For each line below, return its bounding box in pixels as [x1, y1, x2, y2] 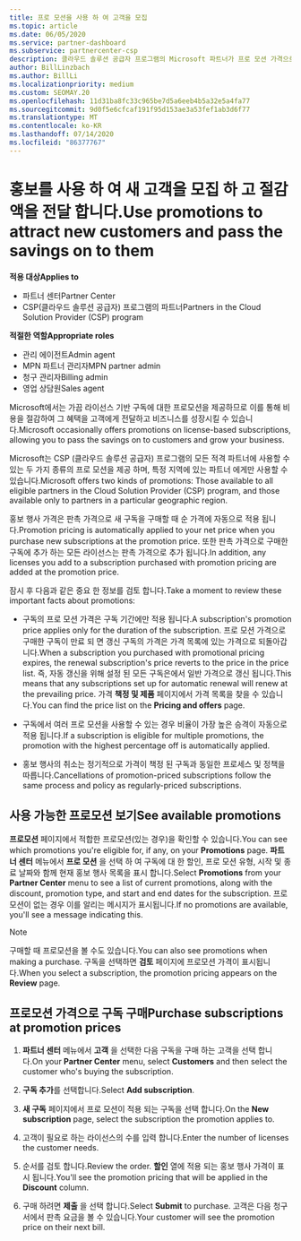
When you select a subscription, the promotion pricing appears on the [18, 967, 278, 978]
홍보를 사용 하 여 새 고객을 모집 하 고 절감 [9, 179, 288, 200]
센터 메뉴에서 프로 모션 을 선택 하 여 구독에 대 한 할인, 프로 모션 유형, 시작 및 [18, 856, 282, 866]
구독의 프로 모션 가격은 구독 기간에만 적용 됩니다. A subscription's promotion [21, 613, 292, 624]
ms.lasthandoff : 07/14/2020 [9, 130, 115, 139]
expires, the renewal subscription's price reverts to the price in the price [21, 657, 289, 668]
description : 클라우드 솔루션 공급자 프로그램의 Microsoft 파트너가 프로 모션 [9, 55, 267, 64]
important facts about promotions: [9, 595, 136, 606]
